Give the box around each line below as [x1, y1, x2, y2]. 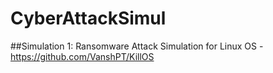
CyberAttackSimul [10, 7, 167, 30]
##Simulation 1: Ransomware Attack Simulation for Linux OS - [10, 40, 264, 52]
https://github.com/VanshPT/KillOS [10, 50, 155, 62]
